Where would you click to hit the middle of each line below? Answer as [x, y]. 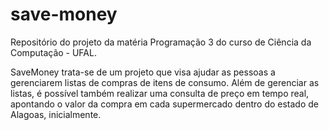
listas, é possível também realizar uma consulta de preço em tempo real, [160, 93]
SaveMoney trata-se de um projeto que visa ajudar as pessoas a [143, 72]
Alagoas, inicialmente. [56, 114]
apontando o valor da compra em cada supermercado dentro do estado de [164, 104]
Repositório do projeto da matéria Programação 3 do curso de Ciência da [161, 42]
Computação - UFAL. [53, 52]
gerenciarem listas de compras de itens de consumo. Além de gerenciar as [165, 82]
